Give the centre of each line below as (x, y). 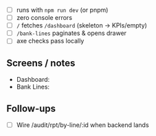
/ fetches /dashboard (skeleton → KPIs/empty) (81, 25)
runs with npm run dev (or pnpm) (62, 10)
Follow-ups (31, 108)
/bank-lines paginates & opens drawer (71, 33)
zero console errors (44, 18)
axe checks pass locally (50, 41)
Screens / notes (41, 63)
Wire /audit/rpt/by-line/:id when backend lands (82, 125)
